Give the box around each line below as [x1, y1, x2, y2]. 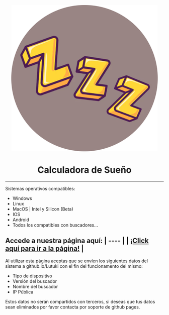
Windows [12, 195, 32, 201]
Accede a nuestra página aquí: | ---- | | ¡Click [5, 237, 149, 245]
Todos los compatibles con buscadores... [12, 222, 98, 228]
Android [12, 217, 29, 223]
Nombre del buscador [12, 283, 58, 289]
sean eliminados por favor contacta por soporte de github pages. [5, 304, 140, 310]
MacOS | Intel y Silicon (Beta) [12, 206, 74, 212]
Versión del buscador [12, 278, 57, 284]
